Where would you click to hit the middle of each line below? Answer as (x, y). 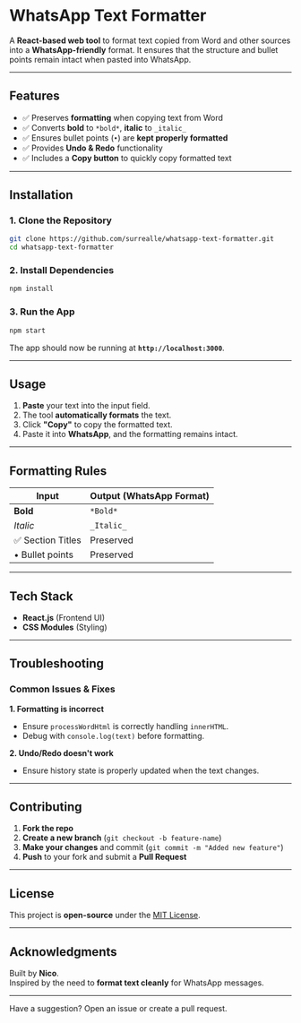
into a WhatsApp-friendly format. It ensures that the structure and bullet (144, 49)
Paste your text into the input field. (86, 406)
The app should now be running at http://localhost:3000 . (117, 348)
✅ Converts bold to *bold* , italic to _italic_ (104, 127)
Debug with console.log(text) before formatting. (113, 735)
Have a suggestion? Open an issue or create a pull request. (118, 1009)
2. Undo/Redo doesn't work (61, 752)
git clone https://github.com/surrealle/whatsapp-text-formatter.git (142, 239)
